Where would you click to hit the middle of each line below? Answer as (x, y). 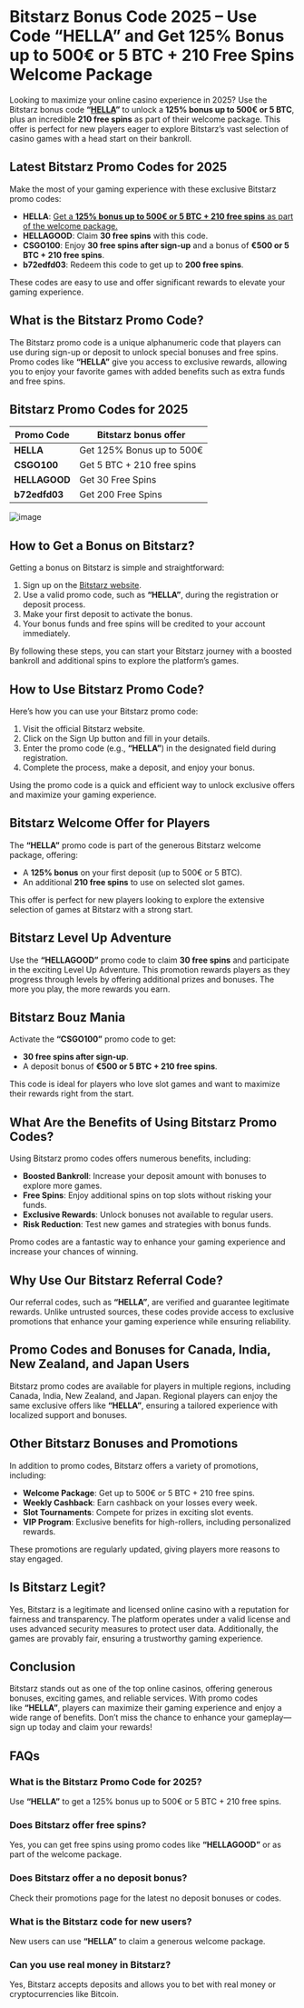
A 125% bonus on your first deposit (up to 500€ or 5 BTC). (132, 872)
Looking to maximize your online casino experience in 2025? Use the (138, 100)
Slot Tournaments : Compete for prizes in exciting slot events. (138, 1512)
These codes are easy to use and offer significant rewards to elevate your (147, 282)
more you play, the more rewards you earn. (90, 989)
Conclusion (43, 1667)
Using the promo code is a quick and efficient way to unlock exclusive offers (152, 785)
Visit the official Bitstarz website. (83, 729)
